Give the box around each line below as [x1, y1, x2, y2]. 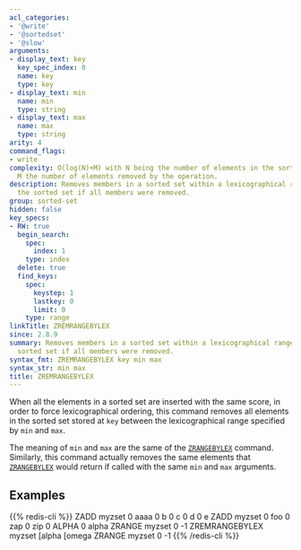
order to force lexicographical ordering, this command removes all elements [9, 406, 289, 417]
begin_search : [17, 230, 70, 239]
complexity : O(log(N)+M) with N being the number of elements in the [9, 163, 275, 172]
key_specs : [9, 213, 50, 223]
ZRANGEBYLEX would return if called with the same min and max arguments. [9, 461, 277, 472]
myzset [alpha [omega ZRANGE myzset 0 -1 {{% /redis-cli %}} [9, 530, 240, 541]
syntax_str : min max [9, 363, 87, 372]
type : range [25, 313, 70, 323]
